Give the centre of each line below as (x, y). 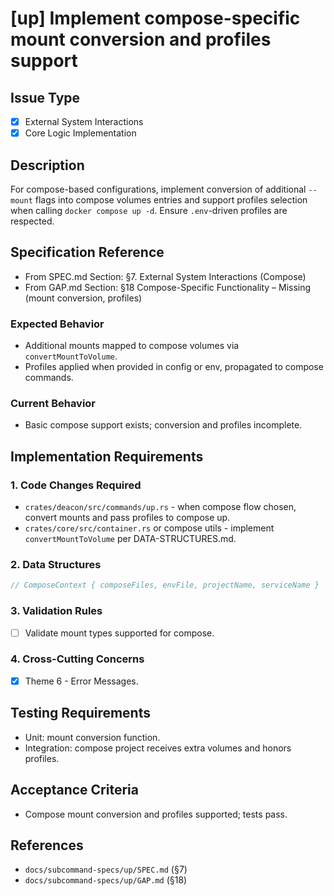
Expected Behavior (57, 324)
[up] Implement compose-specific (155, 18)
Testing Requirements (80, 713)
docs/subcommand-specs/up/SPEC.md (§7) (106, 869)
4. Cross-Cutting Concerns (77, 659)
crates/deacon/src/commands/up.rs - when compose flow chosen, (160, 507)
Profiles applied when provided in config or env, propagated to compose (174, 367)
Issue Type (45, 97)
